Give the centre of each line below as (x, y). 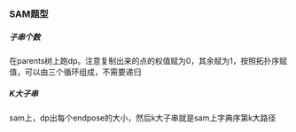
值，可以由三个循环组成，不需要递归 (75, 72)
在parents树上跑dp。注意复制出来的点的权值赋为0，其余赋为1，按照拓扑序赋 (148, 60)
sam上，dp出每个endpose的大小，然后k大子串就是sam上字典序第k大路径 (143, 118)
